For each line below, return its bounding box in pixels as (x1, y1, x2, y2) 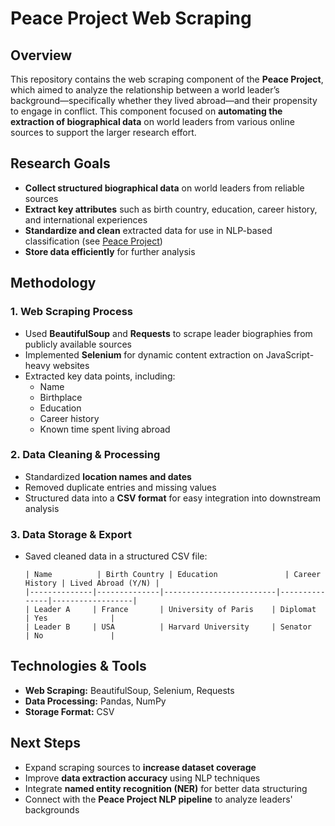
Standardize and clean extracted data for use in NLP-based (24, 224, 273, 236)
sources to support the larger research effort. (10, 127, 197, 138)
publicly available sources (24, 338, 132, 350)
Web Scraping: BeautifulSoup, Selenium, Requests (24, 684, 235, 696)
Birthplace (39, 391, 83, 403)
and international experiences (24, 213, 148, 226)
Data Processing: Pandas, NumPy (24, 695, 167, 707)
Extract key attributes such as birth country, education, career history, (24, 203, 318, 215)
